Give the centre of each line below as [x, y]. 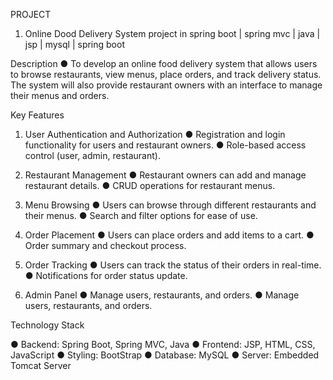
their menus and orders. [60, 95]
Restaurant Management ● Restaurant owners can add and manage [165, 175]
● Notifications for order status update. [106, 275]
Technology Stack [47, 325]
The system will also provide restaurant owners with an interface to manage [166, 85]
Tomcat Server [41, 365]
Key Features [37, 115]
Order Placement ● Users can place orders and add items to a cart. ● [169, 235]
